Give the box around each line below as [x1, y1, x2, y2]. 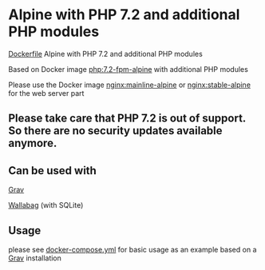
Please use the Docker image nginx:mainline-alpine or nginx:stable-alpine [8, 80, 251, 89]
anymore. [8, 137, 57, 150]
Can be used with [8, 164, 97, 177]
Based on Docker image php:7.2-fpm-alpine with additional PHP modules [8, 64, 249, 73]
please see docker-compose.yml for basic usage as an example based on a [8, 244, 257, 254]
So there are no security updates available [8, 124, 223, 137]
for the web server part [8, 88, 85, 97]
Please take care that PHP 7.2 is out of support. [8, 112, 246, 125]
